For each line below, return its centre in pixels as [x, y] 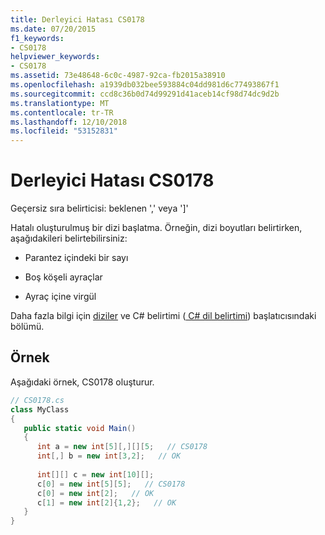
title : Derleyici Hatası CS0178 [77, 19]
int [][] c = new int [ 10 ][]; [95, 474]
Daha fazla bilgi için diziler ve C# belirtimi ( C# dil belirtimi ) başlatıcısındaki [163, 316]
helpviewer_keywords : [55, 57]
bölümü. [27, 327]
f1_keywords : [37, 38]
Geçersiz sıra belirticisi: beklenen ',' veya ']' [99, 208]
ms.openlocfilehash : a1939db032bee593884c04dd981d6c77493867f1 [145, 85]
